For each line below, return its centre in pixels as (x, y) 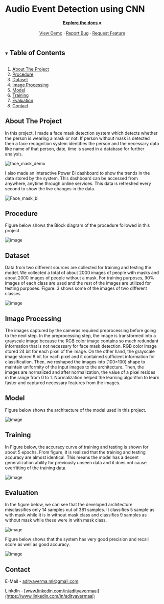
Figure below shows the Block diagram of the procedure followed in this (78, 225)
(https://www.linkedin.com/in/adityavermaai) (50, 596)
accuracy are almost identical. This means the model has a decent (72, 457)
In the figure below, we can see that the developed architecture (69, 505)
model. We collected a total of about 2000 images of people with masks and (82, 273)
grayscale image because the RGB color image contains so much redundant (82, 341)
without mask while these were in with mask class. (56, 520)
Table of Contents (37, 53)
